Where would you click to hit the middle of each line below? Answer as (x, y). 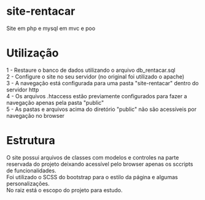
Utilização (33, 53)
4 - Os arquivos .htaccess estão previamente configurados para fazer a (97, 96)
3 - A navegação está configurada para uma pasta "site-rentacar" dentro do (102, 83)
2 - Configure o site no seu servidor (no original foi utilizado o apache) (95, 76)
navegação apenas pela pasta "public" (55, 102)
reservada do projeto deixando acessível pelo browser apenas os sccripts (100, 164)
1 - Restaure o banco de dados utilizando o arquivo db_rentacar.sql (91, 70)
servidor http (23, 90)
